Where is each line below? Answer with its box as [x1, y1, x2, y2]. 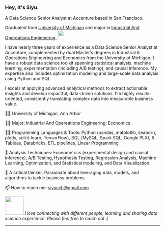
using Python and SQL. [5, 76, 52, 82]
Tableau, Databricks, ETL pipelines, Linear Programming [5, 140, 119, 146]
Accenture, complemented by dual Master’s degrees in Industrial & [5, 50, 140, 56]
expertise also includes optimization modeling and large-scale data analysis [5, 70, 159, 76]
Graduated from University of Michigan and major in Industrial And [5, 25, 140, 31]
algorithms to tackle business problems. [5, 175, 86, 181]
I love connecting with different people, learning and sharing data [24, 210, 158, 216]
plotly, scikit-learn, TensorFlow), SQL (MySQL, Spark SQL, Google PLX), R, [5, 135, 156, 141]
